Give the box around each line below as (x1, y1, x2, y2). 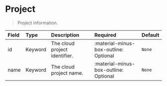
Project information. (17, 20, 58, 26)
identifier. (51, 52, 74, 59)
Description (51, 31, 80, 38)
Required (94, 31, 117, 38)
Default (141, 31, 160, 38)
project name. (51, 69, 83, 76)
